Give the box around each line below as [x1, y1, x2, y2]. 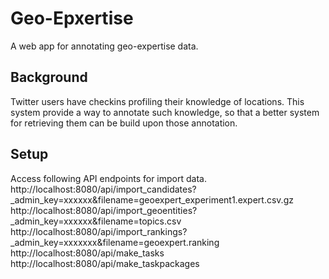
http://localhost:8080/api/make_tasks [10, 247, 165, 259]
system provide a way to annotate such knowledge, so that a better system [10, 106, 320, 118]
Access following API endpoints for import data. [10, 172, 207, 184]
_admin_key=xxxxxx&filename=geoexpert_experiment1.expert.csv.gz [10, 193, 294, 206]
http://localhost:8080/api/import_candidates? [10, 183, 197, 195]
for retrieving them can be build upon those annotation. [10, 117, 238, 129]
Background [10, 69, 88, 86]
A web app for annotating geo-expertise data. [10, 40, 199, 52]
